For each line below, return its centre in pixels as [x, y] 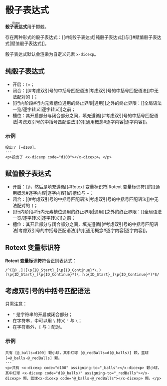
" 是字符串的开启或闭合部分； [43, 315]
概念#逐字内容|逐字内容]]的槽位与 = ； [55, 193]
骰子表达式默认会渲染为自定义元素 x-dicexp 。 [52, 54]
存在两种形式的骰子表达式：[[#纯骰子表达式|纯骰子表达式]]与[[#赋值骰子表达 [83, 37]
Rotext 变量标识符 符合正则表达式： [41, 261]
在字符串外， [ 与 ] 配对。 [38, 327]
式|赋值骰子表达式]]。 [27, 43]
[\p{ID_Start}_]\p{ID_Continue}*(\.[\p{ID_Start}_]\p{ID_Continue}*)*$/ [82, 274]
